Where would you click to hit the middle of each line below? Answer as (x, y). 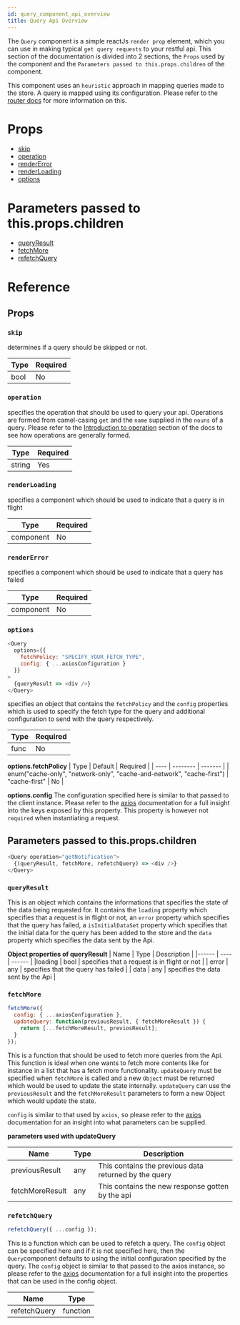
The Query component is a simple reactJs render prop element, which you (116, 41)
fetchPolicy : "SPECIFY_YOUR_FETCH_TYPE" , (82, 658)
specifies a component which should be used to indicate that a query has (115, 573)
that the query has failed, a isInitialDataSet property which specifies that (117, 925)
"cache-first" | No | (36, 782)
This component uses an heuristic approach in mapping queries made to (116, 85)
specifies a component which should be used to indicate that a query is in (116, 500)
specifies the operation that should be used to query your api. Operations (115, 412)
